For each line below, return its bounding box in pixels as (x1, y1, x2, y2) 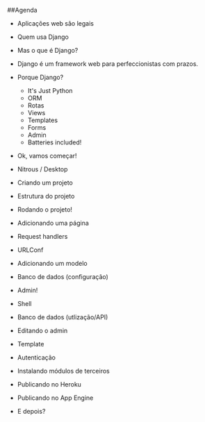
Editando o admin (17, 326, 68, 335)
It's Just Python (27, 87, 73, 94)
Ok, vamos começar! (17, 152, 77, 160)
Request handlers (17, 233, 68, 240)
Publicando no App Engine (17, 394, 94, 402)
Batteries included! (27, 138, 82, 146)
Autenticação (17, 353, 56, 362)
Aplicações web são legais (17, 19, 94, 27)
